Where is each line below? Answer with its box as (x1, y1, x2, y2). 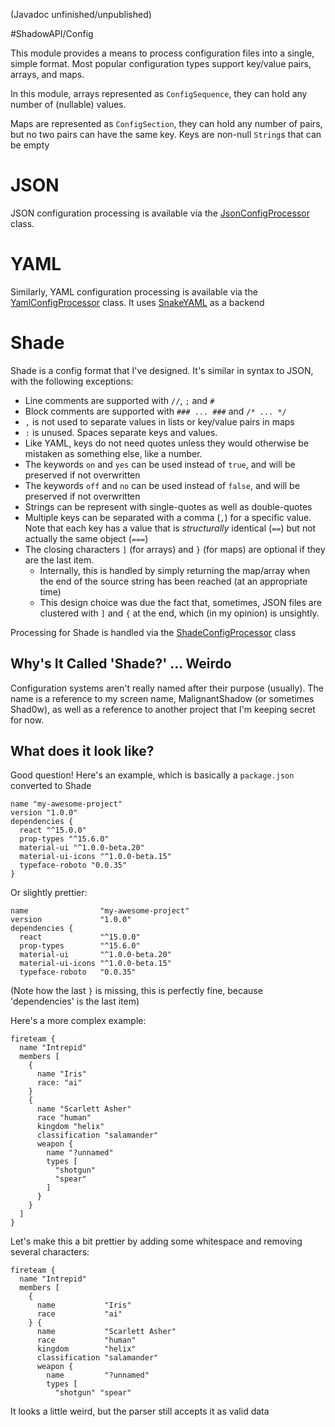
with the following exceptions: (10, 375, 134, 387)
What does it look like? (10, 743, 155, 760)
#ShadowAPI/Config (10, 28, 94, 39)
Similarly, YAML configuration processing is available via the (10, 285, 258, 298)
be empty (10, 139, 50, 151)
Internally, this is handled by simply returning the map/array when (39, 564, 311, 576)
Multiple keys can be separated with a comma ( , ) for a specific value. (24, 511, 312, 523)
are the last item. (24, 554, 95, 566)
